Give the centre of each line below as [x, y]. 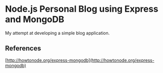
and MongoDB [35, 19]
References [23, 48]
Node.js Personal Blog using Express [82, 9]
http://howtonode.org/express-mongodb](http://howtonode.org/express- [81, 60]
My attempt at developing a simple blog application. [57, 33]
